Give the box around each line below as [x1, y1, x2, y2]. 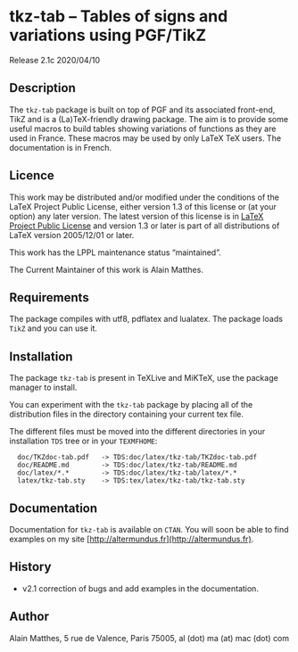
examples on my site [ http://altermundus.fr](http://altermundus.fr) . [9, 533, 254, 544]
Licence [9, 168, 55, 184]
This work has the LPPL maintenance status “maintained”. [9, 247, 221, 258]
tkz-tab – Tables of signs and [9, 6, 228, 27]
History [9, 559, 52, 574]
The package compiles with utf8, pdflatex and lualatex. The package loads [9, 314, 284, 325]
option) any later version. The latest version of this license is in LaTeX [9, 210, 264, 221]
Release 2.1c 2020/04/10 [9, 54, 101, 65]
